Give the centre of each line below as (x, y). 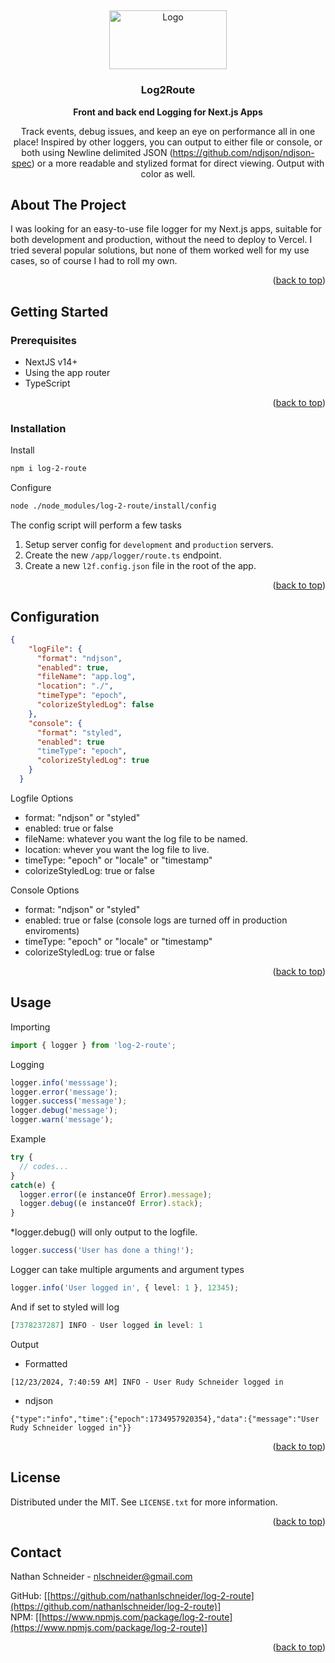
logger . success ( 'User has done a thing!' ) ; (102, 1251)
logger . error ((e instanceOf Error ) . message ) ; (116, 1194)
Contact (36, 1552)
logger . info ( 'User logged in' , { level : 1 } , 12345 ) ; (125, 1288)
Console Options (45, 890)
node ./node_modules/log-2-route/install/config (113, 506)
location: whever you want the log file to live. (117, 849)
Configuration (55, 616)
